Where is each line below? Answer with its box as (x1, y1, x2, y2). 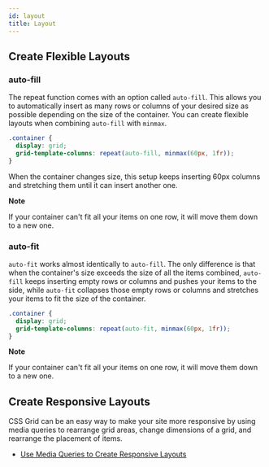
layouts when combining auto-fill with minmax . (8, 119, 167, 129)
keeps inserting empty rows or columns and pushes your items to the (24, 276, 258, 286)
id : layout (8, 11, 46, 20)
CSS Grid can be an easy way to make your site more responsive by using (8, 417, 256, 426)
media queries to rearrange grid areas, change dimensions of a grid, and (8, 425, 252, 435)
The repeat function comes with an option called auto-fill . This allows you (8, 93, 262, 103)
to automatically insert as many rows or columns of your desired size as (8, 101, 249, 111)
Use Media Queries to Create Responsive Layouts (20, 449, 187, 460)
